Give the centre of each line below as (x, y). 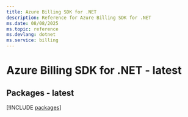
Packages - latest (40, 93)
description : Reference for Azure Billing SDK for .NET (79, 18)
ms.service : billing (33, 40)
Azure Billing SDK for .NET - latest (94, 70)
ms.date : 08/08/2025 (33, 23)
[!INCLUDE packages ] (34, 108)
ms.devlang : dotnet (31, 35)
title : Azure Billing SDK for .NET (52, 12)
